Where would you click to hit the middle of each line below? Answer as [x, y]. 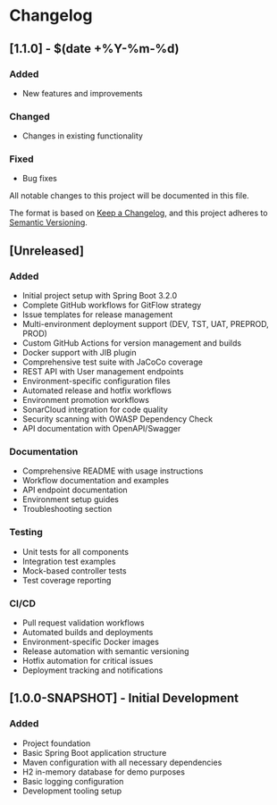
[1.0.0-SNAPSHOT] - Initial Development [124, 698]
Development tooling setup [72, 791]
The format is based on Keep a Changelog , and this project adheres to [138, 213]
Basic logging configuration [73, 781]
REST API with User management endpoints [103, 372]
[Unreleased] [47, 251]
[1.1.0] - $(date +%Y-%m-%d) [94, 49]
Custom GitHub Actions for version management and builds [132, 343]
